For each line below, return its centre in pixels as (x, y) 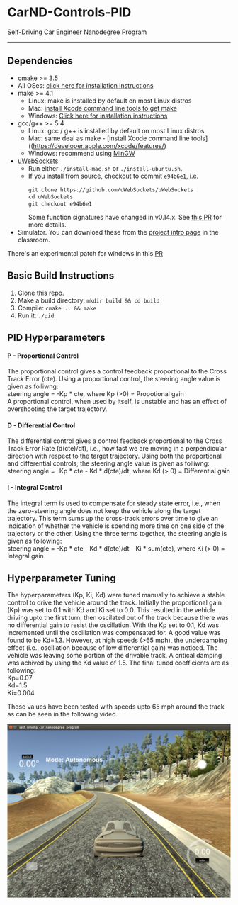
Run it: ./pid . (37, 315)
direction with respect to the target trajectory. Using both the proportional (114, 456)
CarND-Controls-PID (69, 12)
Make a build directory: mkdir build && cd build (89, 300)
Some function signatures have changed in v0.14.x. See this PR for (125, 217)
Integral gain (25, 556)
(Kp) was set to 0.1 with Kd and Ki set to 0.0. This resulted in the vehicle (112, 610)
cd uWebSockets (50, 197)
